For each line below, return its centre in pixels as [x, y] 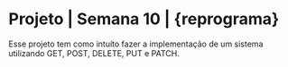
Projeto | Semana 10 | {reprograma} [144, 19]
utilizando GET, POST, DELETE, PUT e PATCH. [94, 53]
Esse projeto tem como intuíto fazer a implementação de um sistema [136, 44]
